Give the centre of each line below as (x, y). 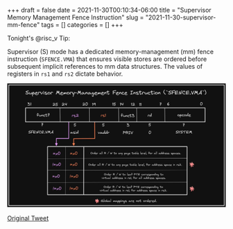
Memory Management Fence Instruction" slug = (76, 17)
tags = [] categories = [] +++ (82, 25)
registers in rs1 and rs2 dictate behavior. (65, 74)
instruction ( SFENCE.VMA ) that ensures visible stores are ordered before (107, 59)
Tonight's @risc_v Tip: (39, 38)
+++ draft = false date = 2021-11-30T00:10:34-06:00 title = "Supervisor (109, 10)
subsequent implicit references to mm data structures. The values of (105, 66)
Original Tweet (28, 218)
